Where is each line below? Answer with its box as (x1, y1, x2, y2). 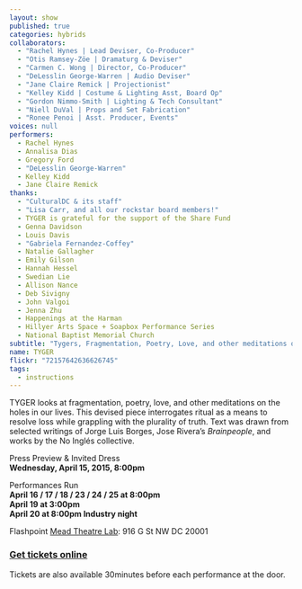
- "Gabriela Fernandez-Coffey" (17, 239, 135, 248)
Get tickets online (9, 549, 88, 561)
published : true (9, 22, 70, 31)
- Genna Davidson (17, 222, 83, 231)
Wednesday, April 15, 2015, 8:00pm (9, 462, 146, 473)
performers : (9, 130, 54, 139)
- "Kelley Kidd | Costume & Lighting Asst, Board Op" (17, 88, 223, 97)
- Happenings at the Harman (17, 314, 123, 324)
